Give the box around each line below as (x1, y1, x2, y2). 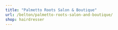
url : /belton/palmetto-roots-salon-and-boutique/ (5, 12, 113, 17)
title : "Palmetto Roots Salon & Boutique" (5, 7, 97, 13)
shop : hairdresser (5, 17, 44, 22)
